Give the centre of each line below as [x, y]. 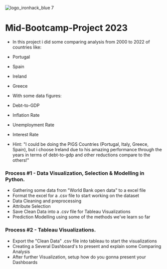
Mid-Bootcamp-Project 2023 [67, 28]
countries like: [27, 47]
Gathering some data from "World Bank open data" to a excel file [79, 190]
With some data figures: [37, 96]
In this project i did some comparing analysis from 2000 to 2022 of [81, 42]
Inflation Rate [26, 115]
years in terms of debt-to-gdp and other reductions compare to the [81, 155]
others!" [21, 160]
